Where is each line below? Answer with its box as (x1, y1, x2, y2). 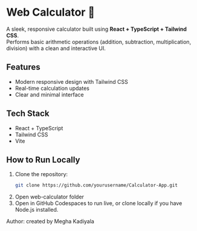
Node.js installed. (15, 206, 59, 214)
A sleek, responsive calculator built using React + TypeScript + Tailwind (6, 25, 187, 33)
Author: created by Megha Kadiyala (6, 218, 95, 225)
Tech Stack (6, 109, 50, 119)
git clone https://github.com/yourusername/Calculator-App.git (15, 182, 178, 189)
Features (6, 62, 40, 72)
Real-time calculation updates (15, 84, 89, 92)
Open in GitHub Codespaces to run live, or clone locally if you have (15, 200, 182, 207)
